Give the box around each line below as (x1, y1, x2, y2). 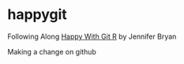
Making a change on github (7, 47, 96, 56)
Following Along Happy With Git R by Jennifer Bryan (7, 32, 177, 41)
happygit (7, 6, 68, 24)
